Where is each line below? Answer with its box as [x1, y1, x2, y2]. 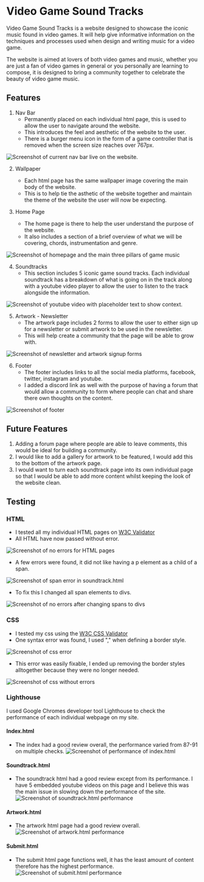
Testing [6, 496, 36, 507]
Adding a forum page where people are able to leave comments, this [15, 440, 188, 447]
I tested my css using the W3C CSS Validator [15, 630, 128, 637]
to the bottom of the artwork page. [15, 459, 102, 467]
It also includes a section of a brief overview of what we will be [24, 233, 183, 240]
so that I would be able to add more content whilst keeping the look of [15, 472, 191, 480]
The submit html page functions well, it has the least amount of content [15, 856, 194, 863]
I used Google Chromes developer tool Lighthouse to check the [6, 707, 166, 714]
